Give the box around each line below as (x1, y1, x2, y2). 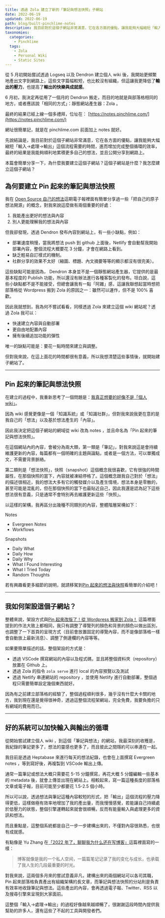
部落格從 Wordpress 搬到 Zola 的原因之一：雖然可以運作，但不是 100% (5, 287, 148, 293)
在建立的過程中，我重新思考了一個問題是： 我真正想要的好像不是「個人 (5, 394, 147, 400)
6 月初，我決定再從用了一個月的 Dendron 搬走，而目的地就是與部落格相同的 (5, 95, 158, 100)
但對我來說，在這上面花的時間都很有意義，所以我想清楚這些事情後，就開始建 (5, 354, 160, 360)
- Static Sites (14, 58, 45, 63)
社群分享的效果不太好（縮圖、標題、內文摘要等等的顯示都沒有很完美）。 (12, 258, 157, 264)
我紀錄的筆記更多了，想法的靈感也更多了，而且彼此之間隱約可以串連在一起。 (5, 744, 160, 750)
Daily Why (12, 556, 33, 562)
